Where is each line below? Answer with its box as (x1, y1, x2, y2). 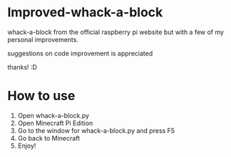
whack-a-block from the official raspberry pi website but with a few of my (7, 28, 225, 36)
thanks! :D (7, 63, 38, 71)
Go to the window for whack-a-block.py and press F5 (17, 126, 175, 135)
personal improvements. (7, 35, 78, 43)
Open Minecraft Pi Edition (17, 119, 93, 127)
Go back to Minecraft (17, 134, 81, 142)
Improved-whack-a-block (7, 4, 163, 21)
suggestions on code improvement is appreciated (7, 49, 153, 58)
